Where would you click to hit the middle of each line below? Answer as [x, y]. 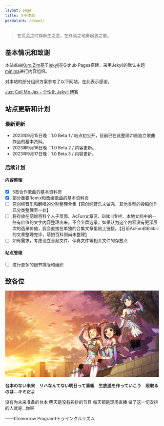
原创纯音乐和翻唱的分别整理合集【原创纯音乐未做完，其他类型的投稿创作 [85, 204]
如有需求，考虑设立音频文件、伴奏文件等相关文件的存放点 [70, 241]
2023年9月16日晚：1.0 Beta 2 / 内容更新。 [54, 147]
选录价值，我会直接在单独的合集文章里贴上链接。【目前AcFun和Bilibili [90, 229]
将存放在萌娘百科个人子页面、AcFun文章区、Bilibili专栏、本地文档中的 [82, 216]
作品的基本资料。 [29, 141]
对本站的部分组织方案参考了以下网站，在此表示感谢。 [59, 82]
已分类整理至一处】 [31, 210]
